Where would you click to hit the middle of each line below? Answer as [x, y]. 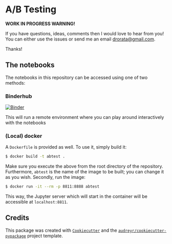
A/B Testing [31, 9]
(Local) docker [24, 136]
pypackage [16, 236]
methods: [15, 83]
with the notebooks [26, 123]
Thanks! [14, 49]
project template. [45, 236]
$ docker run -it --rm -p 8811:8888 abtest [52, 187]
